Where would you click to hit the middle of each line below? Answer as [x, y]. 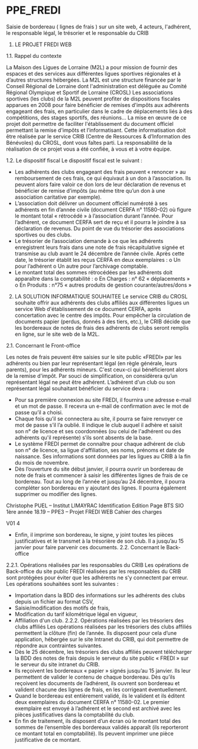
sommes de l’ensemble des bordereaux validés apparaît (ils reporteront [101, 727]
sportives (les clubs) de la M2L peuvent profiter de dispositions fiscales [93, 99]
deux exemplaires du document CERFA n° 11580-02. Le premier [92, 702]
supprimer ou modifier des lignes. [56, 494]
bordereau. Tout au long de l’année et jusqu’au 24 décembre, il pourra [100, 481]
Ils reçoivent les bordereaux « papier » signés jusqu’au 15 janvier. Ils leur [103, 670]
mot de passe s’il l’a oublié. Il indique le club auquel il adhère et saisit [98, 425]
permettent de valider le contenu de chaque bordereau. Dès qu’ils [95, 677]
